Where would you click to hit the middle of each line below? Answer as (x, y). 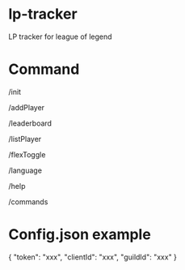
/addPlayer (27, 107)
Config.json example (80, 235)
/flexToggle (27, 154)
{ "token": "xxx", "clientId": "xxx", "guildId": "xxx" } (93, 257)
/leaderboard (30, 123)
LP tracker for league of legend (60, 36)
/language (25, 170)
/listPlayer (25, 139)
